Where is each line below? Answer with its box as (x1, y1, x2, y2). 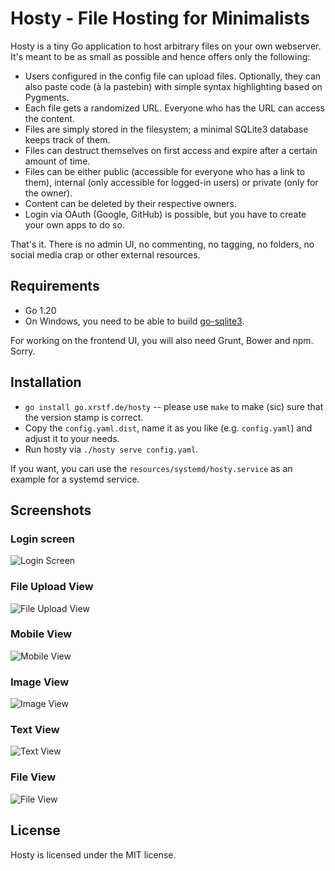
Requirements (10, 278, 100, 295)
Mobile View (10, 627, 73, 641)
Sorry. (10, 345, 36, 357)
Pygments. (24, 91, 70, 103)
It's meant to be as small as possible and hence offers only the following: (10, 50, 311, 62)
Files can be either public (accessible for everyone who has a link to (24, 165, 306, 177)
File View (10, 770, 57, 784)
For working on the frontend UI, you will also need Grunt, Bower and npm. (10, 334, 314, 346)
